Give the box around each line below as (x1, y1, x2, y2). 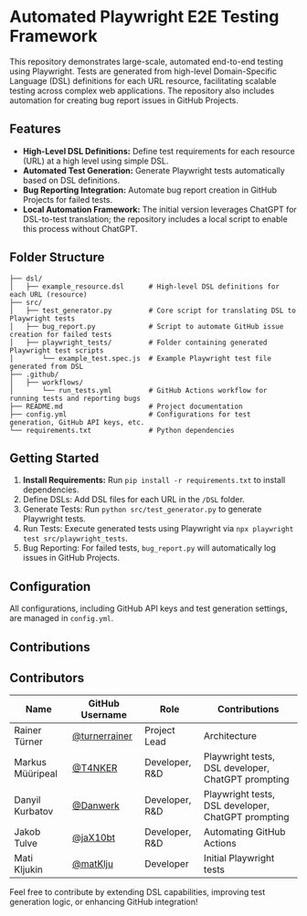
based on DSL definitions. (22, 174, 121, 185)
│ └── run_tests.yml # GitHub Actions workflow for (9, 385, 268, 395)
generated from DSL (9, 362, 84, 371)
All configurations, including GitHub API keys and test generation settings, (9, 603, 288, 614)
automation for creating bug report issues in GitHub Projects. (9, 94, 239, 106)
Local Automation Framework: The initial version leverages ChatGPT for (22, 204, 297, 215)
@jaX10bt (71, 831, 116, 844)
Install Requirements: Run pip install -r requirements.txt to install (22, 475, 286, 486)
